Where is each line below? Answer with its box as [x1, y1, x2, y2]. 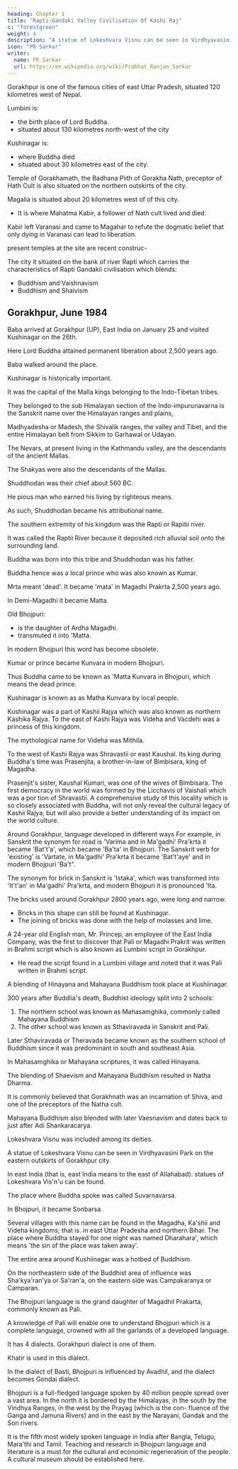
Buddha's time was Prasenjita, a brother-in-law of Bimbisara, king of [7, 757, 207, 766]
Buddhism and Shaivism [17, 286, 89, 295]
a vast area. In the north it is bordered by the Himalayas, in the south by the [7, 1396, 227, 1405]
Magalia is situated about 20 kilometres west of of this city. [7, 195, 179, 203]
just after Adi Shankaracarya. [7, 1121, 92, 1130]
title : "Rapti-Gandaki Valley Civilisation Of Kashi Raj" [7, 17, 182, 24]
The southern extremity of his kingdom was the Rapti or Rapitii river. [7, 520, 206, 528]
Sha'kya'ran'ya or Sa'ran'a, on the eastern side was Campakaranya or [7, 1276, 212, 1285]
